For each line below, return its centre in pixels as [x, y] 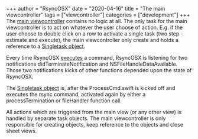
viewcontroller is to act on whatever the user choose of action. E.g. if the [95, 27]
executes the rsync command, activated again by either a [76, 94]
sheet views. [22, 131]
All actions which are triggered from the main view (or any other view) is [94, 112]
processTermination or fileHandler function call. [64, 101]
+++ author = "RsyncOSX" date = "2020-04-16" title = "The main [86, 9]
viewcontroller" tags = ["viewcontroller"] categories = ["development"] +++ [98, 15]
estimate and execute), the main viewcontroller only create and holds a [92, 40]
